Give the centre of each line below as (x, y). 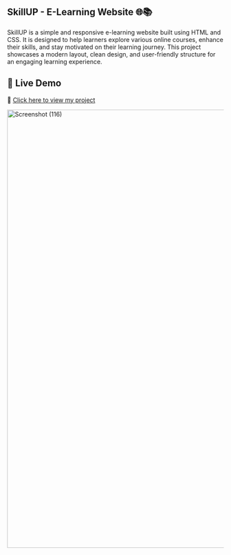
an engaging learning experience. (55, 61)
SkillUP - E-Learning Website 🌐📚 (80, 12)
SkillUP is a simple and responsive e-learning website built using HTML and (114, 32)
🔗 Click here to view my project (51, 100)
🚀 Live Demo (34, 83)
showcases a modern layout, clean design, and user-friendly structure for (111, 54)
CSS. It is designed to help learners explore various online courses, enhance (115, 39)
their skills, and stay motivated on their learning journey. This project (104, 47)
